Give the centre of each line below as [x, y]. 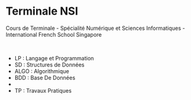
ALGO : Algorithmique [42, 71]
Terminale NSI [42, 11]
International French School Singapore [54, 34]
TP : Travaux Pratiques [43, 90]
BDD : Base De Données [45, 77]
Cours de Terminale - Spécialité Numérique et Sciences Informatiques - [95, 28]
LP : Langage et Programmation [54, 58]
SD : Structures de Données [49, 65]
